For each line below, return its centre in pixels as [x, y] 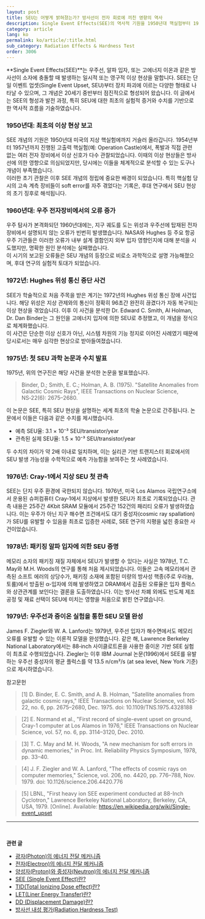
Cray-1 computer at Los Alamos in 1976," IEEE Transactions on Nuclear [110, 725]
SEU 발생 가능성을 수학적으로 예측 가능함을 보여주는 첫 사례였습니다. [87, 459]
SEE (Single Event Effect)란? [51, 879]
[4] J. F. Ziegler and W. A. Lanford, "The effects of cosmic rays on [104, 768]
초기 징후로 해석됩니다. [40, 194]
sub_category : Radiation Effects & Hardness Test [71, 46]
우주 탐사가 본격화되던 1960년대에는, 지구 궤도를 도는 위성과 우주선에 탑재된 [96, 225]
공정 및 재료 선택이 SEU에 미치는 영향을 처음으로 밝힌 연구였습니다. [86, 599]
